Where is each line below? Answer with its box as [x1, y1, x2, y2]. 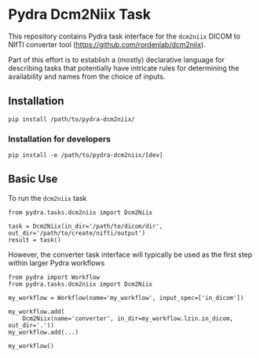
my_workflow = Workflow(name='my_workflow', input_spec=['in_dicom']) [8, 294, 244, 301]
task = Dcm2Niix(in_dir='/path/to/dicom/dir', [8, 222, 163, 230]
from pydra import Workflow [8, 273, 101, 281]
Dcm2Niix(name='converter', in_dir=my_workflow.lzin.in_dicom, [22, 314, 234, 323]
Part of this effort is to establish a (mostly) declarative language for [8, 55, 225, 64]
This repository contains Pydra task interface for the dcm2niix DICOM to [8, 31, 241, 41]
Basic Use [8, 173, 58, 186]
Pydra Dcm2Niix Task [8, 5, 152, 24]
